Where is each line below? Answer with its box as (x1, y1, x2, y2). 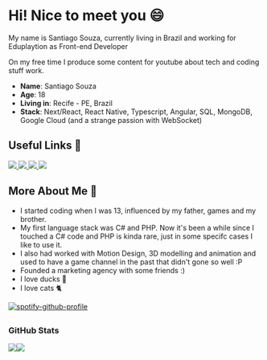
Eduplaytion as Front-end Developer (8, 41, 129, 51)
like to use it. (19, 239, 63, 249)
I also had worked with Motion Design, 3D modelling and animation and (19, 248, 256, 258)
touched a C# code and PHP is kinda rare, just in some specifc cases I (19, 231, 253, 241)
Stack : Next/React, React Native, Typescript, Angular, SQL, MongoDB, (19, 107, 253, 117)
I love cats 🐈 (19, 283, 62, 292)
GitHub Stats (8, 325, 60, 336)
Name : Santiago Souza (19, 81, 97, 91)
